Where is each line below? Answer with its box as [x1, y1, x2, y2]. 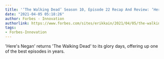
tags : [5, 25, 16, 30]
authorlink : [5, 20, 29, 26]
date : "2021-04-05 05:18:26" [5, 12, 64, 17]
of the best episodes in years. [5, 48, 65, 54]
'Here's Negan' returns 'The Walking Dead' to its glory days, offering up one [5, 43, 159, 49]
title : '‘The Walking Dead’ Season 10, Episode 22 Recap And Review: [5, 7, 150, 12]
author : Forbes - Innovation [5, 16, 64, 21]
